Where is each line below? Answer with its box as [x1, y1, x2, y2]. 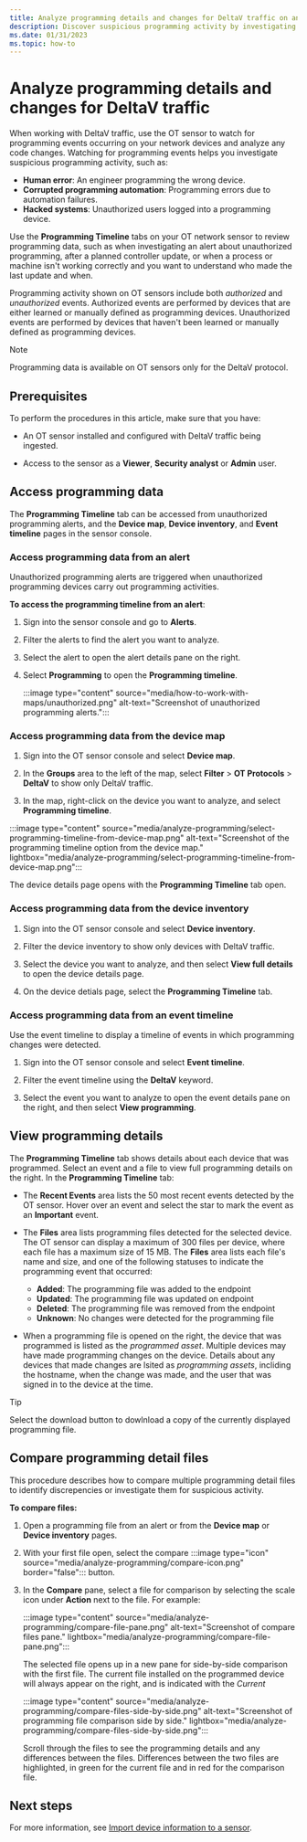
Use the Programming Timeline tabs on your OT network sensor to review [9, 231, 291, 242]
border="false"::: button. [22, 1566, 116, 1577]
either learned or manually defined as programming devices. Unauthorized [9, 307, 291, 318]
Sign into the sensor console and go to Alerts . [22, 617, 196, 628]
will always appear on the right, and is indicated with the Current [22, 1678, 266, 1688]
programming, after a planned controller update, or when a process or [9, 250, 273, 261]
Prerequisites [9, 388, 88, 404]
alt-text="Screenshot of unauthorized [118, 697, 260, 708]
